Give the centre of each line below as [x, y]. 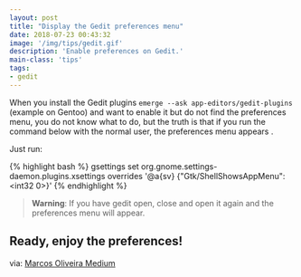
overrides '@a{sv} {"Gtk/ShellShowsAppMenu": [196, 176]
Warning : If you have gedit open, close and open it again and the [152, 203]
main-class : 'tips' [46, 60]
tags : [19, 69]
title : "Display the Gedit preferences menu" [96, 26]
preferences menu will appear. [88, 213]
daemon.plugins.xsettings [57, 176]
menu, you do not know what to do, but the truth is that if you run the [138, 121]
